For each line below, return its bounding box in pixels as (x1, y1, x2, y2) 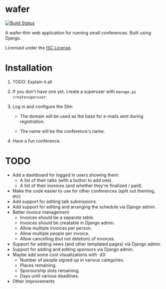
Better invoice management (12, 209, 69, 215)
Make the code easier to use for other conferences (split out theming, (12, 187, 156, 193)
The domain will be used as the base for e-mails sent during (19, 113, 144, 119)
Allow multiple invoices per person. (19, 225, 92, 231)
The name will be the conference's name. (19, 128, 105, 134)
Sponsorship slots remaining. (19, 267, 80, 273)
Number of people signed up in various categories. (19, 256, 125, 263)
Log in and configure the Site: (12, 103, 74, 109)
